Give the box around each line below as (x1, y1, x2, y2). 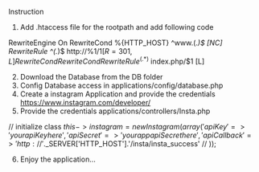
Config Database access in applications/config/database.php (19, 80, 224, 90)
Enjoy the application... (19, 154, 97, 164)
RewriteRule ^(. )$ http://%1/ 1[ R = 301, (8, 47, 133, 55)
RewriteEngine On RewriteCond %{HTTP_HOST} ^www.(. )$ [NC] (8, 38, 223, 47)
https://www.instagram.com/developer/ (19, 97, 151, 107)
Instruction (8, 7, 44, 16)
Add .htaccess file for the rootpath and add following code (19, 23, 214, 31)
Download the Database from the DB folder (19, 72, 163, 81)
